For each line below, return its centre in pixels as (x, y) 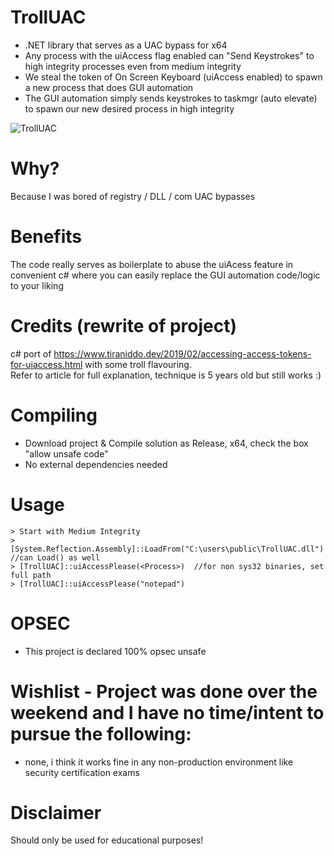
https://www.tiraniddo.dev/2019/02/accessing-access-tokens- (182, 353)
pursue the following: (101, 733)
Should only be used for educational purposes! (107, 840)
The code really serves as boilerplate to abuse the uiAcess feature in (152, 264)
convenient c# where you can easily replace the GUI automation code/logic (165, 275)
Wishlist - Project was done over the (164, 691)
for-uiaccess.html (46, 364)
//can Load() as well (55, 557)
